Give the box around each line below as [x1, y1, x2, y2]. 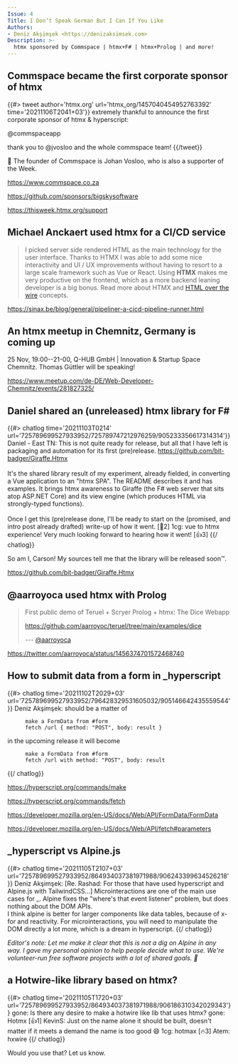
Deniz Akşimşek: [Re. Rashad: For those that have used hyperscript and [13, 879, 225, 888]
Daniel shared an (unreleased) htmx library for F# [7, 404, 230, 417]
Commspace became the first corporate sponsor [7, 70, 229, 82]
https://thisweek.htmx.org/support [7, 205, 108, 214]
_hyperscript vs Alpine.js [7, 845, 121, 857]
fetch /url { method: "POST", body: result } [25, 724, 162, 731]
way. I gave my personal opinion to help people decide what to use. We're [7, 946, 225, 954]
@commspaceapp [7, 129, 61, 138]
